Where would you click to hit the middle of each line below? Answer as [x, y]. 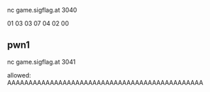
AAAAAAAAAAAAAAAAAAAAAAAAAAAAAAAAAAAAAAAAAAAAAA [105, 82]
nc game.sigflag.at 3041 [41, 62]
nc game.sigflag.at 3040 [42, 10]
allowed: [19, 75]
